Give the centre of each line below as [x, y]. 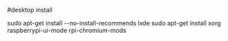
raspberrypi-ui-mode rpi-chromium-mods [67, 30]
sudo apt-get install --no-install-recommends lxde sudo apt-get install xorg [114, 23]
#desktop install [30, 10]
